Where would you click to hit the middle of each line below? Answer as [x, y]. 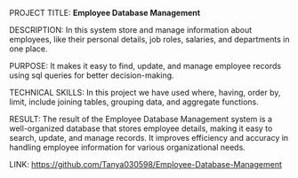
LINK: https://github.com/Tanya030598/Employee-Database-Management [145, 164]
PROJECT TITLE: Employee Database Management [105, 13]
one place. [28, 49]
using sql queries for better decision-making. [92, 75]
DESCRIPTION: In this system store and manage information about [131, 30]
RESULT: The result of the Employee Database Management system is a [141, 119]
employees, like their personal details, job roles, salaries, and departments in [149, 39]
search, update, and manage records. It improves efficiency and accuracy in [149, 138]
